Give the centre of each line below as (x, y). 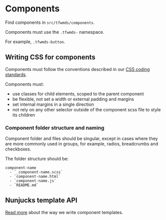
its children (24, 115)
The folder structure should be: (37, 159)
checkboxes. (18, 149)
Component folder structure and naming (55, 128)
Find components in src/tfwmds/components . (50, 22)
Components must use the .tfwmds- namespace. (55, 32)
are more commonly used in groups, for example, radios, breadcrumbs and (82, 144)
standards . (16, 74)
